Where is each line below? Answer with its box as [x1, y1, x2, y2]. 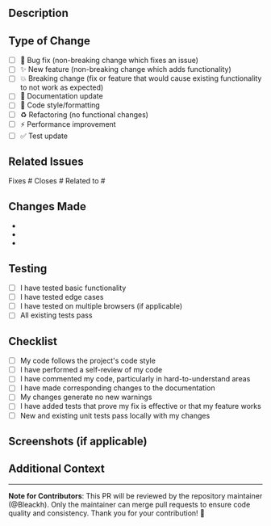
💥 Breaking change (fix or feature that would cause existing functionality [19, 74, 262, 83]
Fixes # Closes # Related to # [8, 176, 106, 186]
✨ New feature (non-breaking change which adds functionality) [19, 65, 231, 74]
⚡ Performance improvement [19, 119, 116, 128]
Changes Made [8, 200, 86, 213]
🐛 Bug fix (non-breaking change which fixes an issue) [19, 56, 199, 65]
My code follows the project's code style [19, 356, 156, 366]
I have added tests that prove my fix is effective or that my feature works [19, 402, 262, 411]
